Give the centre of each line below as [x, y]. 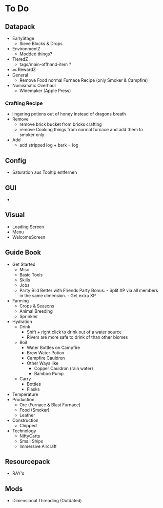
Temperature [25, 394]
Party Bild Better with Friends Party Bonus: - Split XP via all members [89, 290]
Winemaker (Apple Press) [45, 91]
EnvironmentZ [26, 49]
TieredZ [20, 59]
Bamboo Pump [49, 373]
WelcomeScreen [29, 237]
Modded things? [36, 54]
